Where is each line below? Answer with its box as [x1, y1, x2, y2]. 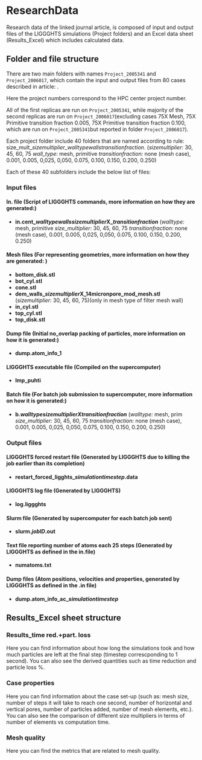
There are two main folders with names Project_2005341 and [6, 70, 157, 77]
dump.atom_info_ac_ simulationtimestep [14, 595, 119, 602]
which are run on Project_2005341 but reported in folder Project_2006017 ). [6, 125, 189, 133]
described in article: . [6, 83, 59, 90]
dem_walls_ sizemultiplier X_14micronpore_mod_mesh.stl [14, 291, 161, 298]
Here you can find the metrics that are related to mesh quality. [6, 747, 160, 754]
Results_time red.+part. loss [6, 631, 91, 639]
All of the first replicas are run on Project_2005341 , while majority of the [6, 106, 184, 114]
